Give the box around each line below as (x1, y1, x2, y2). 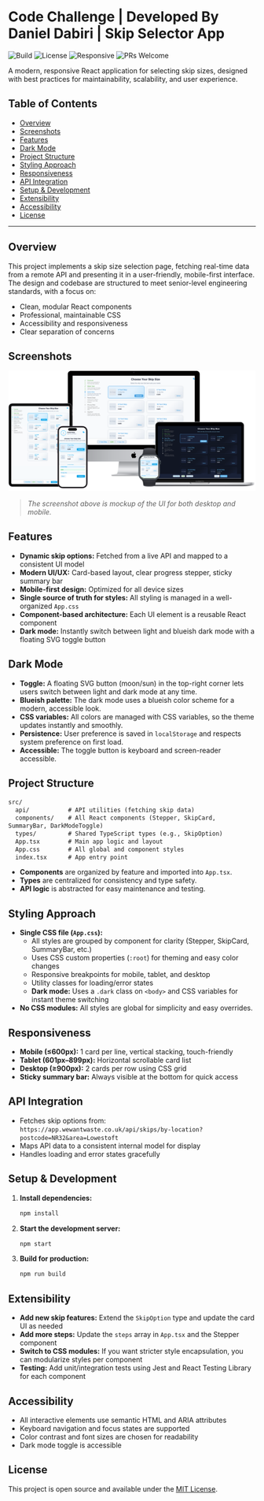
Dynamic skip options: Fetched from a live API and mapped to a (19, 551, 229, 560)
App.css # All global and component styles (15, 845, 185, 854)
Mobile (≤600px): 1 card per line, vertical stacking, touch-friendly (19, 1047, 233, 1057)
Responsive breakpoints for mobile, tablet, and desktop (31, 970, 211, 979)
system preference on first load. (19, 737, 124, 746)
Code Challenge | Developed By (8, 8, 219, 26)
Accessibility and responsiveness (19, 318, 128, 328)
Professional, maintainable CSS (19, 310, 122, 319)
